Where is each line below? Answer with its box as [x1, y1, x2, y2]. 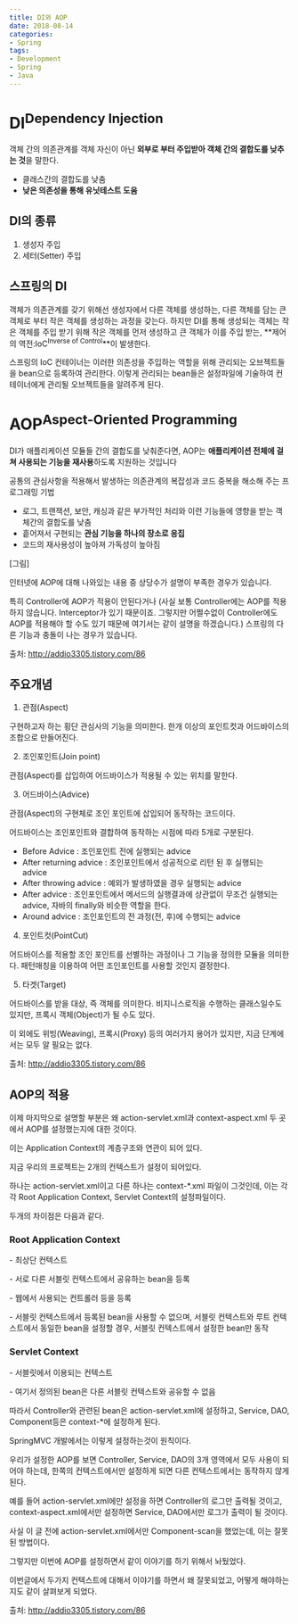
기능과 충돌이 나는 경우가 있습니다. [18, 629, 138, 640]
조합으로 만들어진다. [9, 733, 78, 743]
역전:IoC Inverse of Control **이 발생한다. [18, 336, 151, 349]
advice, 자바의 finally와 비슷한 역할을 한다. [21, 900, 171, 911]
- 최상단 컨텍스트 [9, 1255, 68, 1265]
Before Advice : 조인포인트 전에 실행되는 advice [21, 846, 191, 857]
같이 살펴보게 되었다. [25, 1586, 98, 1596]
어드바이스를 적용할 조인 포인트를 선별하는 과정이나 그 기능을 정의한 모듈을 [9, 949, 266, 960]
